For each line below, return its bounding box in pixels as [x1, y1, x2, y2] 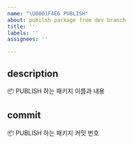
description [7, 67, 58, 80]
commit [7, 109, 41, 121]
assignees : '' [7, 36, 49, 43]
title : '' [7, 23, 36, 30]
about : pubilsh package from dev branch [7, 17, 127, 24]
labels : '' [7, 29, 39, 37]
